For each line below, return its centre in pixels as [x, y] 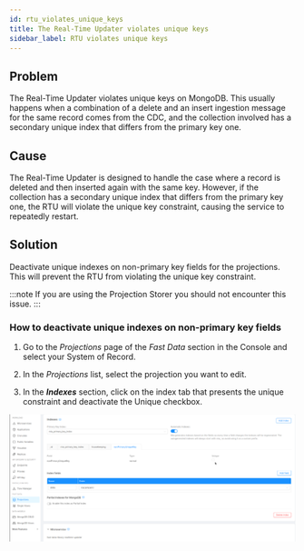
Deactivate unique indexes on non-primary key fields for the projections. [145, 266]
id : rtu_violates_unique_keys [67, 19]
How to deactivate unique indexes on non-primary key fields [145, 327]
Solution [34, 245]
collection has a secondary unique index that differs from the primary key [147, 197]
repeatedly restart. [44, 216]
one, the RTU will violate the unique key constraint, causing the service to [147, 206]
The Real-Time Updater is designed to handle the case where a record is [145, 178]
